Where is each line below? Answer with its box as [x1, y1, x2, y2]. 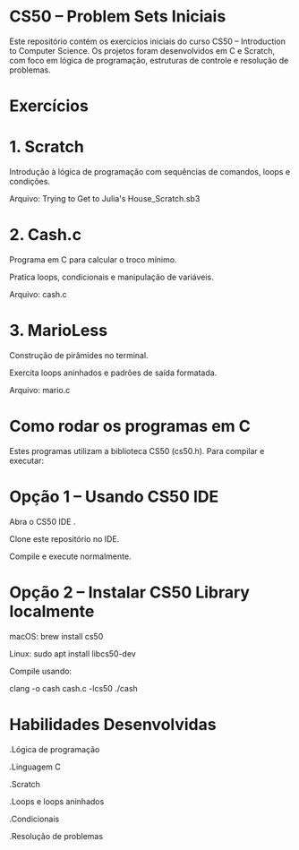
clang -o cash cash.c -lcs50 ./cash [9, 683, 139, 693]
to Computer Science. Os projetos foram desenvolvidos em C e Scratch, [9, 45, 276, 56]
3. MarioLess [9, 321, 108, 341]
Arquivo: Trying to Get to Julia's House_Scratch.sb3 [9, 193, 201, 204]
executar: [9, 455, 45, 466]
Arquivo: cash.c [9, 289, 67, 299]
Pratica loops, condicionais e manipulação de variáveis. [9, 271, 215, 282]
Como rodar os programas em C [9, 416, 251, 436]
